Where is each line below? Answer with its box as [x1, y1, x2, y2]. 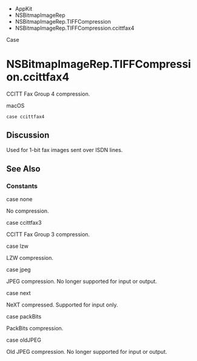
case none [6, 196, 33, 203]
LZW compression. [6, 254, 53, 262]
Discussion [6, 130, 50, 141]
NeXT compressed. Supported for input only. [6, 301, 118, 308]
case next [6, 290, 32, 297]
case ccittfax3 [6, 219, 42, 227]
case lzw [6, 242, 29, 250]
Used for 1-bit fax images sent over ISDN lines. [6, 146, 123, 153]
